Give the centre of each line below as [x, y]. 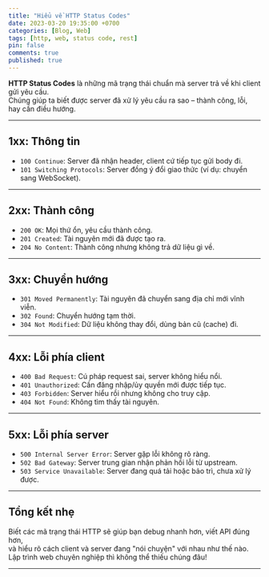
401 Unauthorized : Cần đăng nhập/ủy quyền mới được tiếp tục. [123, 385]
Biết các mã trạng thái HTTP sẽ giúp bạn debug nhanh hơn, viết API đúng [129, 531]
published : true [35, 61]
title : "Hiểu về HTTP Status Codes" [69, 16]
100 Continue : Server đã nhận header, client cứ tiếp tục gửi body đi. [131, 160]
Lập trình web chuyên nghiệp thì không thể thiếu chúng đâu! [108, 557]
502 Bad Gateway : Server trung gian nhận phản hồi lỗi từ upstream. [128, 462]
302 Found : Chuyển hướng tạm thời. [78, 316]
